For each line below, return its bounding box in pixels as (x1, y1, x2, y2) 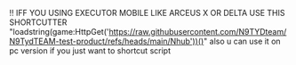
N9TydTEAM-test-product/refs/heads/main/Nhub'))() (9, 36, 204, 46)
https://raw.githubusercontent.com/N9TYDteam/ (108, 27, 287, 37)
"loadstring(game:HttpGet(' (9, 27, 109, 37)
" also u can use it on (203, 36, 282, 46)
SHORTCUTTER (9, 17, 68, 28)
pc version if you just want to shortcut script (9, 45, 172, 56)
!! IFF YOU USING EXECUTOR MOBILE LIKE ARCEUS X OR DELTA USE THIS (9, 8, 285, 18)
